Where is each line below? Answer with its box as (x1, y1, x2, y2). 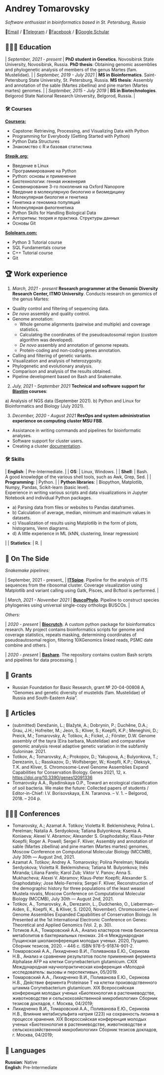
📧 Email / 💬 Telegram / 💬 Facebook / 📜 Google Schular (5, 29, 109, 34)
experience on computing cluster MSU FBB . (12, 418, 103, 423)
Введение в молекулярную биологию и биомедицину (12, 189, 125, 195)
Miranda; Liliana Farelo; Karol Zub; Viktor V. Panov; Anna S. (12, 870, 132, 876)
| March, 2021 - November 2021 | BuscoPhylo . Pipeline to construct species (5, 597, 160, 603)
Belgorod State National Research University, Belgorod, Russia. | (5, 93, 136, 98)
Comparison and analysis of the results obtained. (12, 368, 112, 374)
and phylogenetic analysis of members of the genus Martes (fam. (5, 66, 137, 72)
